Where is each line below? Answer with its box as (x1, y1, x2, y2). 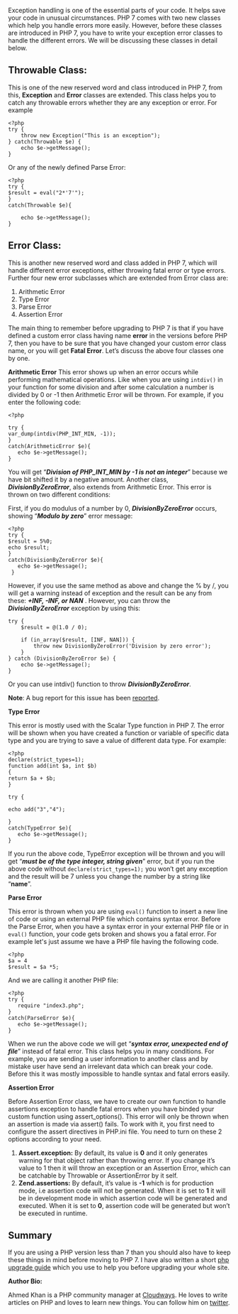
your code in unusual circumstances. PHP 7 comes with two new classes (8, 13, 221, 22)
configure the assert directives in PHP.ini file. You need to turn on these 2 (8, 1127, 222, 1136)
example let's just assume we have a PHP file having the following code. (8, 937, 219, 945)
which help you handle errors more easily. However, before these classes (8, 21, 222, 29)
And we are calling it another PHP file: (8, 976, 119, 984)
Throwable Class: (8, 64, 88, 77)
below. (8, 44, 28, 52)
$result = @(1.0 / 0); (21, 624, 88, 631)
